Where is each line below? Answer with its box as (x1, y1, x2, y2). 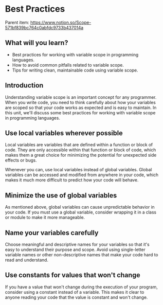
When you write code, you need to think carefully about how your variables (5, 99, 156, 105)
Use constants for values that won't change (5, 271, 140, 279)
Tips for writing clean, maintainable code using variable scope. (12, 67, 139, 73)
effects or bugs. (5, 157, 37, 163)
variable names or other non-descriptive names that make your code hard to (5, 252, 158, 257)
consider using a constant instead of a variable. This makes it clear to (5, 289, 145, 295)
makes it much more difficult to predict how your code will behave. (5, 177, 139, 183)
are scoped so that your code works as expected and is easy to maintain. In (5, 105, 157, 110)
